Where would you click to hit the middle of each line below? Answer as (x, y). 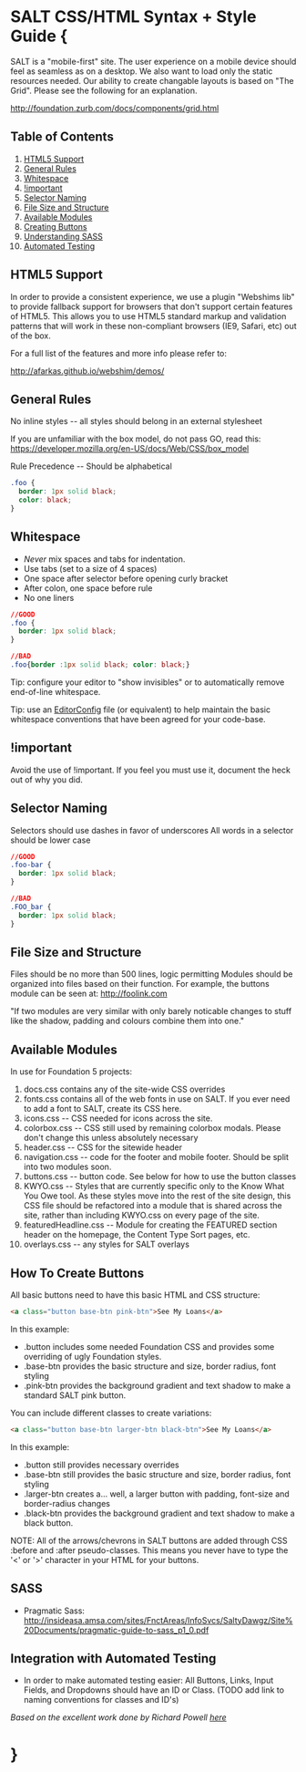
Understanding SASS (63, 236)
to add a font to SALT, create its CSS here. (102, 1109)
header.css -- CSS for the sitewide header (103, 1147)
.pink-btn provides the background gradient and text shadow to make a (157, 1385)
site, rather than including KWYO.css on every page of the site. (142, 1216)
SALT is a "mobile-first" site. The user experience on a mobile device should (153, 61)
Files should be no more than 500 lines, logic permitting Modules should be (152, 974)
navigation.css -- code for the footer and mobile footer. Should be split (156, 1157)
